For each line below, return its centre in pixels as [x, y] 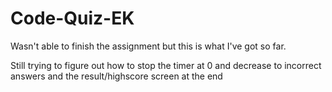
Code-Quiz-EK [72, 18]
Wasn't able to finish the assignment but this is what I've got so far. [148, 46]
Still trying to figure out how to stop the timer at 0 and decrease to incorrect [166, 65]
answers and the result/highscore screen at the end [116, 76]
